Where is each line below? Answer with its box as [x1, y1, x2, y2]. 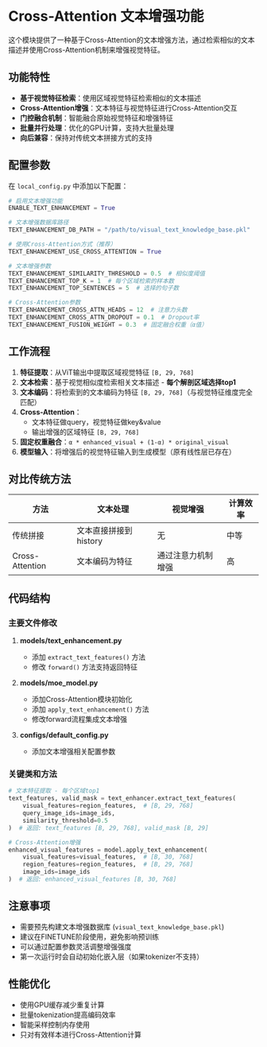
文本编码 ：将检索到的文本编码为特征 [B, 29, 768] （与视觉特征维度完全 [19, 387, 253, 397]
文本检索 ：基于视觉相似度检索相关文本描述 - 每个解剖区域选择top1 [19, 377, 237, 386]
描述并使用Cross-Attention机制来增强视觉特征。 [8, 45, 164, 54]
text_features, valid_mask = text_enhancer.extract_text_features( [8, 794, 237, 803]
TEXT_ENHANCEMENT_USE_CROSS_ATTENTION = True [8, 247, 161, 255]
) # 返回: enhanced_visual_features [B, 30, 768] [8, 875, 177, 883]
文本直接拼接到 [76, 525, 133, 537]
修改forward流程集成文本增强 [31, 715, 128, 724]
